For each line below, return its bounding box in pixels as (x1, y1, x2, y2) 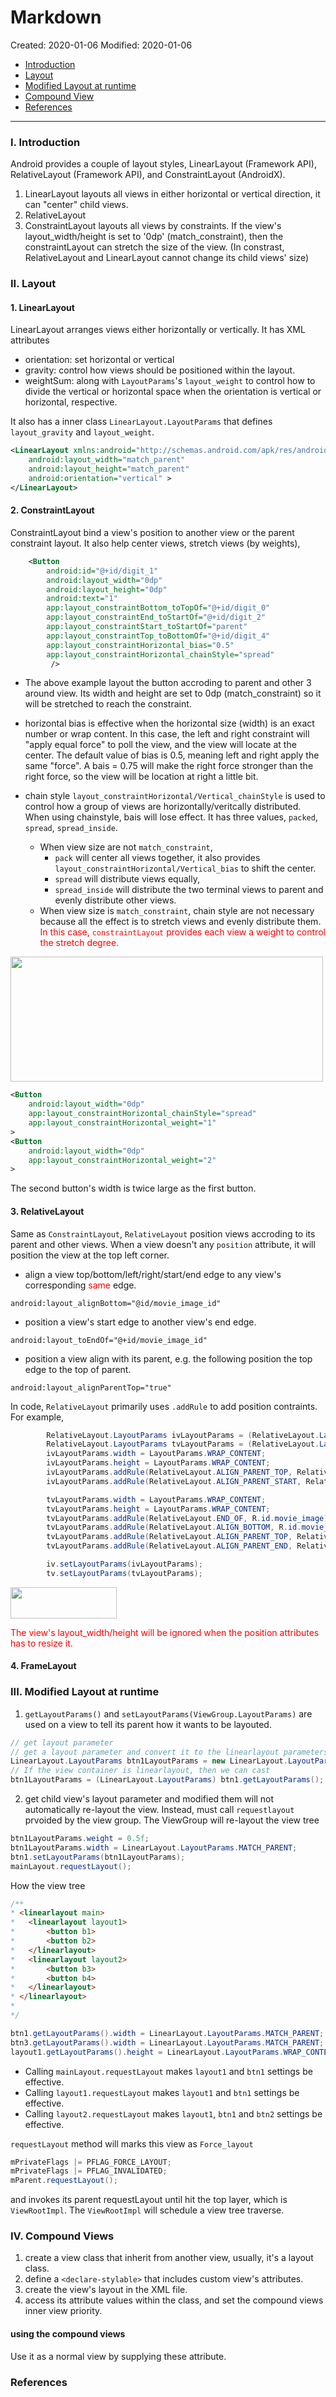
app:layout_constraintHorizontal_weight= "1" (28, 1118, 217, 1128)
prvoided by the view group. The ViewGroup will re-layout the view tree (24, 1814, 320, 1826)
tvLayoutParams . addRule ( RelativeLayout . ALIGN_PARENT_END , (46, 1541, 293, 1551)
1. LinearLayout (10, 301, 75, 313)
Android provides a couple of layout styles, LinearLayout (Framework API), (10, 158, 317, 170)
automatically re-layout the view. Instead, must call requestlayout (24, 1804, 295, 1816)
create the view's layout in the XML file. (24, 2284, 188, 2296)
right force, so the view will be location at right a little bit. (24, 771, 259, 783)
